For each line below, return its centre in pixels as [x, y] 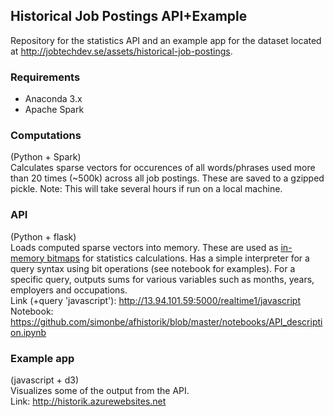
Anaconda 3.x [53, 99]
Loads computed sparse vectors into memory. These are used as [144, 247]
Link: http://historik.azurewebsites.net [88, 401]
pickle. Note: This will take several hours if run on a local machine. [146, 189]
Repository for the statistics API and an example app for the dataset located [166, 40]
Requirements [45, 77]
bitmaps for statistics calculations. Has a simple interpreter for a [178, 258]
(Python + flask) [43, 236]
